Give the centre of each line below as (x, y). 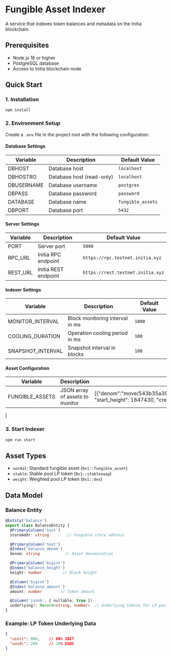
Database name (67, 202)
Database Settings (25, 146)
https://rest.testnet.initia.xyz (123, 273)
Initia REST (51, 269)
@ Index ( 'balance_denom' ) (36, 549)
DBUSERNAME (26, 185)
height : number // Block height (53, 572)
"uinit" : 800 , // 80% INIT (42, 639)
